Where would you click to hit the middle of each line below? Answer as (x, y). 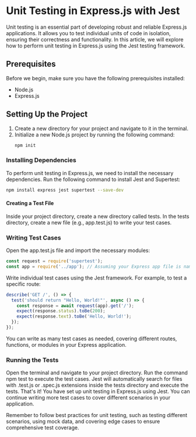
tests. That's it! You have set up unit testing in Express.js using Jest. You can (98, 391)
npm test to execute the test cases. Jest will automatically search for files (94, 379)
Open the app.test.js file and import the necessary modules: (78, 251)
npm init (25, 145)
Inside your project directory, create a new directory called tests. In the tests (98, 216)
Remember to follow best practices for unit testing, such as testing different (97, 415)
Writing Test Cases (34, 237)
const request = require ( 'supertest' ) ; (55, 261)
